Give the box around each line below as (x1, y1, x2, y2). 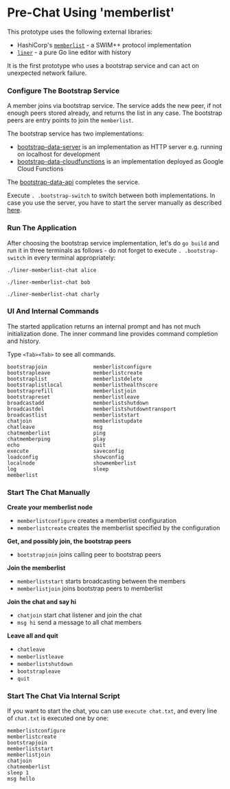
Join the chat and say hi (7, 598, 77, 606)
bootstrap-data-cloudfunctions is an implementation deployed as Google (16, 157, 224, 166)
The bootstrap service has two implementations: (7, 129, 144, 138)
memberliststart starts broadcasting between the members (16, 577, 186, 586)
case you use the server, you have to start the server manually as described (7, 199, 222, 207)
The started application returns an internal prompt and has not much (7, 322, 201, 331)
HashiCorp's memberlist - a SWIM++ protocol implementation (16, 41, 192, 49)
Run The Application (7, 223, 77, 233)
